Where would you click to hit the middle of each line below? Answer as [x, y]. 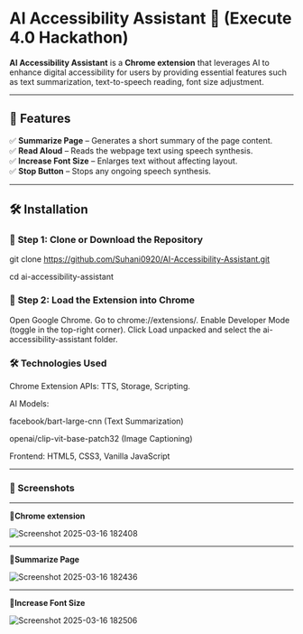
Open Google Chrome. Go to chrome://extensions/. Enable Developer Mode [150, 320]
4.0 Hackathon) [69, 37]
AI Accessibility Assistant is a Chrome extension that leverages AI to [140, 62]
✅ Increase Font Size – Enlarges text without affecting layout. [124, 161]
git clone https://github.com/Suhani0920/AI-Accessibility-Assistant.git [140, 259]
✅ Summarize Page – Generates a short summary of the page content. [141, 140]
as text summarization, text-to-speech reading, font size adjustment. [137, 81]
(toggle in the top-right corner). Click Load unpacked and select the [135, 330]
